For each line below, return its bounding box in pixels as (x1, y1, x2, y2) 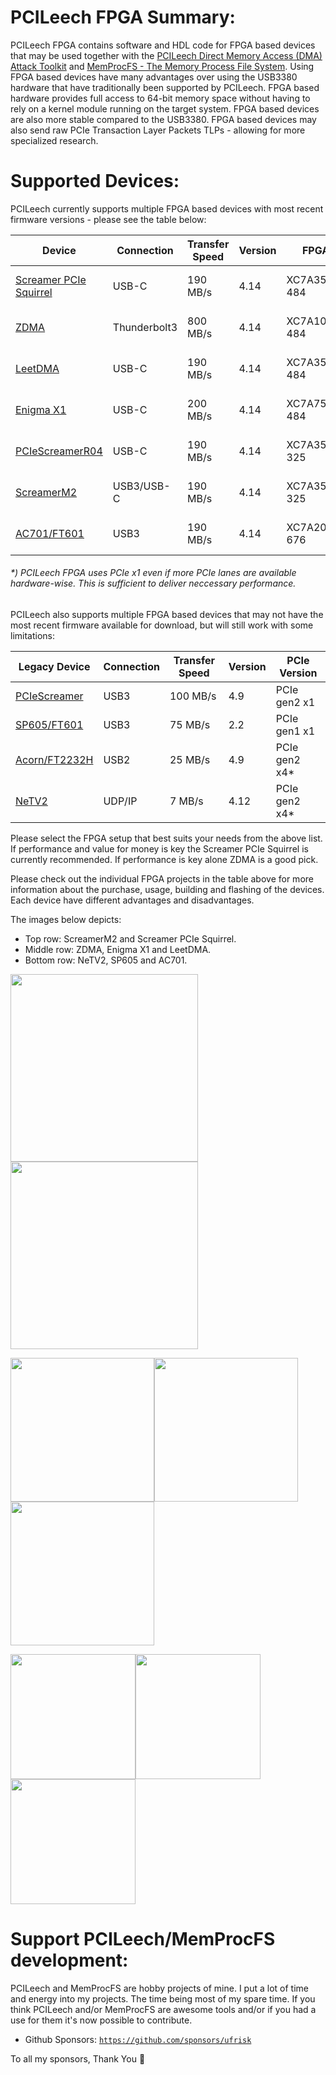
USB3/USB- (112, 479, 171, 493)
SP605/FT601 (15, 718, 84, 732)
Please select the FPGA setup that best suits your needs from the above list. (10, 832, 323, 845)
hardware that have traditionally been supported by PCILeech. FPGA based (10, 81, 320, 93)
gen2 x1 (275, 696, 316, 710)
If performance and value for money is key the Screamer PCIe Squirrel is (10, 843, 309, 855)
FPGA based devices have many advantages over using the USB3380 (10, 71, 298, 83)
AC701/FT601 (15, 526, 85, 540)
